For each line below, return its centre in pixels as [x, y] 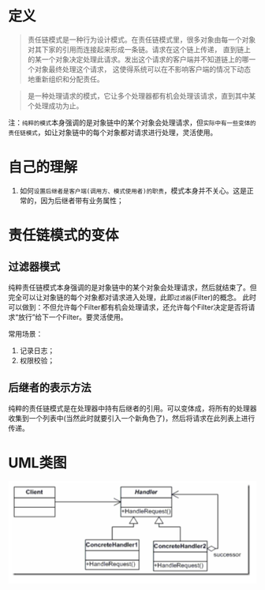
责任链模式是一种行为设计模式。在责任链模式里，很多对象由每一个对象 [142, 39]
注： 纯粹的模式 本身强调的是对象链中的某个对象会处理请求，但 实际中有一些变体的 [132, 122]
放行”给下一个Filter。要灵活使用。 [73, 317]
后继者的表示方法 [50, 388]
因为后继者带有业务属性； [82, 200]
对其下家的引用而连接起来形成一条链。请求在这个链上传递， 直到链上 [139, 49]
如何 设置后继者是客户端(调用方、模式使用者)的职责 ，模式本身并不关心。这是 [133, 190]
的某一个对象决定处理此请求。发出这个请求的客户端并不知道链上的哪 [138, 59]
